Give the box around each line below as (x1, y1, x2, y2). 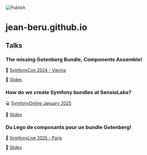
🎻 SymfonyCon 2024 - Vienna (5, 67, 66, 73)
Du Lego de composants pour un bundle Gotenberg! (5, 124, 132, 131)
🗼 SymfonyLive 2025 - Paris (5, 135, 62, 141)
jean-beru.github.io (5, 22, 88, 33)
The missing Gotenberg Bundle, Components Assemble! (5, 56, 143, 63)
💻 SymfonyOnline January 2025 (5, 101, 72, 106)
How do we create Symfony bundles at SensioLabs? (5, 89, 132, 96)
